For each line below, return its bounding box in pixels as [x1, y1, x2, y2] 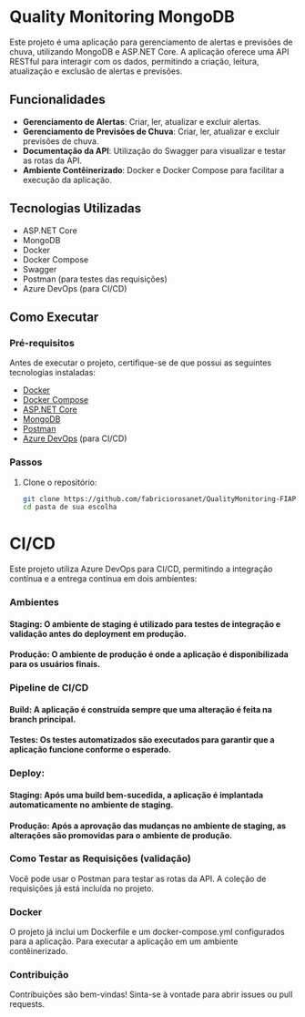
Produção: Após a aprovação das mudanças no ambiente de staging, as [9, 820, 287, 831]
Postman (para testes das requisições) [22, 273, 168, 284]
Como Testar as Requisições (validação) [9, 852, 191, 865]
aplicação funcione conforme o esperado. [9, 745, 172, 755]
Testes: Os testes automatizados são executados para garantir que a [9, 734, 275, 745]
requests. [9, 999, 46, 1010]
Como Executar [9, 309, 99, 324]
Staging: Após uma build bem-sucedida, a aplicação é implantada [9, 789, 264, 800]
